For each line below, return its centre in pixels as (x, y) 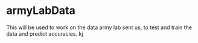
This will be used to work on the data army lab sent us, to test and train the (99, 27)
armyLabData (41, 11)
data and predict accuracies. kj (45, 33)
